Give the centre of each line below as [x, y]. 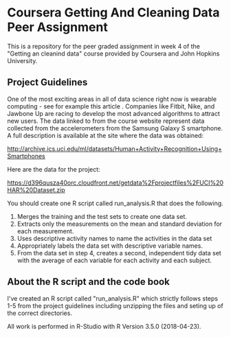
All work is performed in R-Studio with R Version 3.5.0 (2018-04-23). [104, 326]
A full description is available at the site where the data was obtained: [106, 135]
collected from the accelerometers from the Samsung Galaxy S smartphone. [115, 128]
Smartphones [26, 156]
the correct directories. [40, 313]
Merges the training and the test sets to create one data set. [102, 216]
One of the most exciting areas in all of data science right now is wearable [112, 99]
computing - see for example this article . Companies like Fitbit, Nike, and [111, 106]
